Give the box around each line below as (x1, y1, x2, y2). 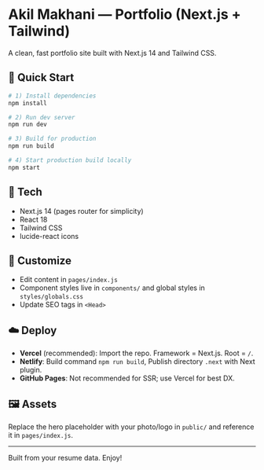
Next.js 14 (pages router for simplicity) (19, 206, 144, 215)
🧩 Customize (8, 254, 72, 267)
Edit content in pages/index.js (19, 275, 118, 285)
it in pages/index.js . (8, 431, 73, 439)
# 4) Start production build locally (8, 156, 132, 164)
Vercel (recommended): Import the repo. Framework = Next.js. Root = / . (19, 348, 254, 358)
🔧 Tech (8, 185, 43, 199)
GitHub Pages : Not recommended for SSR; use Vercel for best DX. (19, 373, 235, 383)
